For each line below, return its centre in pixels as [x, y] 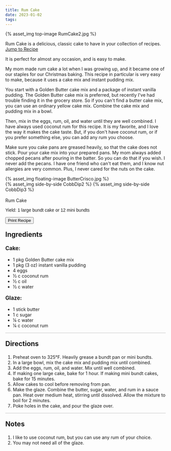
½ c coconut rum [31, 276]
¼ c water [23, 320]
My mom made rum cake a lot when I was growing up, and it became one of [85, 69]
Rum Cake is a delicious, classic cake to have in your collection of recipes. [83, 44]
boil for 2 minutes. [32, 400]
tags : [11, 19]
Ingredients [24, 235]
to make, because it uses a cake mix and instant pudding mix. [70, 80]
